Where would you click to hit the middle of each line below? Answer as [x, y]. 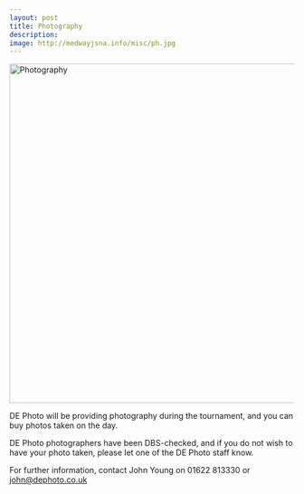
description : [34, 34]
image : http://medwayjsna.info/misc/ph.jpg [93, 43]
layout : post [34, 18]
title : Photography [46, 26]
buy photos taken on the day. [64, 425]
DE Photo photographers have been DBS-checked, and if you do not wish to [151, 443]
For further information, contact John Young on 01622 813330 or [130, 470]
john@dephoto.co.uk [48, 480]
